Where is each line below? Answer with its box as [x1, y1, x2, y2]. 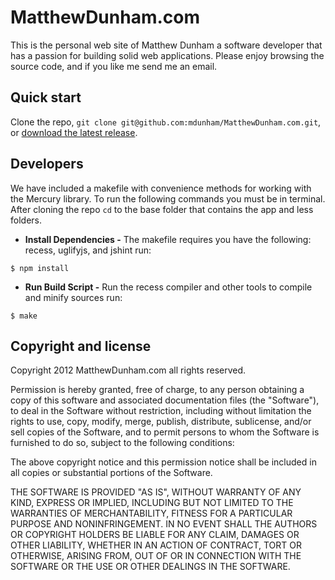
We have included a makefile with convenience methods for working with [10, 182, 312, 194]
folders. [10, 214, 42, 226]
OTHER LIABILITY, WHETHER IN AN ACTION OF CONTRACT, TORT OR [10, 539, 302, 551]
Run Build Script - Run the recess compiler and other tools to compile [24, 281, 313, 293]
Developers [10, 156, 84, 173]
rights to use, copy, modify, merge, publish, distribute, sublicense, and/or [10, 416, 312, 428]
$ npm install [10, 263, 70, 273]
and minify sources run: [24, 291, 123, 303]
